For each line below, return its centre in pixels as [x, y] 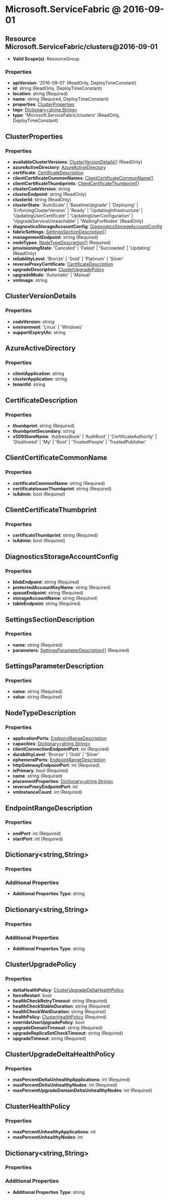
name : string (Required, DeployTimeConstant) [60, 99]
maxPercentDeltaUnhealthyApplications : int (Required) [71, 1080]
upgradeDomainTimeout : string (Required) [57, 1027]
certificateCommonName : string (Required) [59, 483]
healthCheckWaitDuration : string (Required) [59, 1011]
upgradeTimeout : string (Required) [49, 1038]
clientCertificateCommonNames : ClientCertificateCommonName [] [83, 178]
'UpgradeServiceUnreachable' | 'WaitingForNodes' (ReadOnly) [78, 221]
